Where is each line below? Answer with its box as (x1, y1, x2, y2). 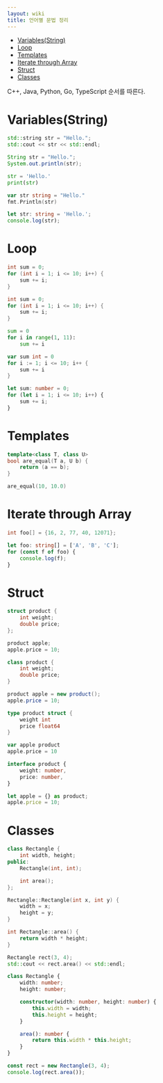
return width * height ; (19, 935, 89, 942)
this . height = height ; (32, 1011, 98, 1018)
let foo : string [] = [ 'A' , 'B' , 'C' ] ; (7, 542, 119, 549)
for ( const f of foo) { (7, 548, 76, 555)
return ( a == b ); (19, 464, 70, 471)
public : (7, 858, 30, 865)
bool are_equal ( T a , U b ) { (7, 457, 89, 465)
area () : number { (19, 1030, 70, 1037)
